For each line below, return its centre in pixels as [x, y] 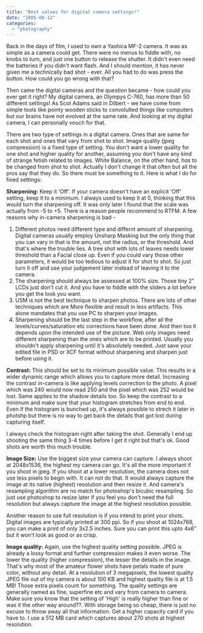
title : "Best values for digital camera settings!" [73, 12]
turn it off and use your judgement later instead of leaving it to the [97, 268]
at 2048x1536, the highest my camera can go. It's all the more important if [99, 465]
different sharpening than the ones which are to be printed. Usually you [104, 339]
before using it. [34, 358]
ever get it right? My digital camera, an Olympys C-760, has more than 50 [98, 97]
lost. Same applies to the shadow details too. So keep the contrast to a [94, 396]
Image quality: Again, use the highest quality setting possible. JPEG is [94, 547]
